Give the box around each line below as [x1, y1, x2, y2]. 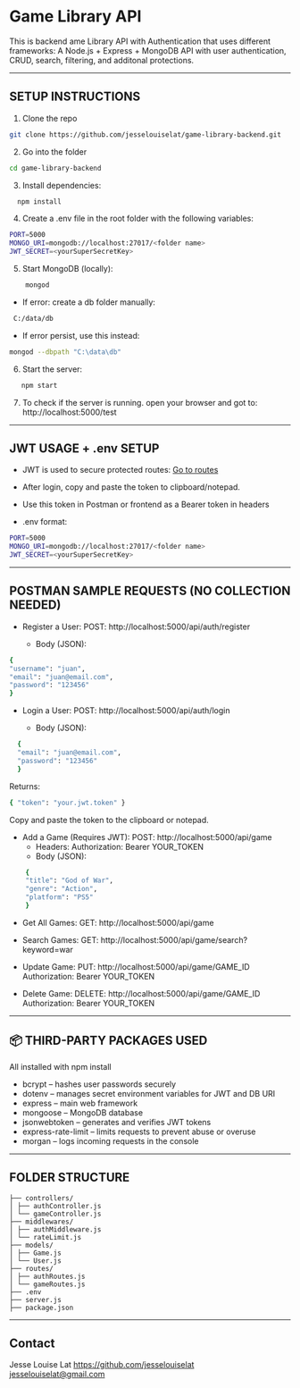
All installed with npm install [9, 1061, 112, 1072]
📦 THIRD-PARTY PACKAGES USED [9, 1033, 208, 1048]
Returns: [9, 780, 41, 792]
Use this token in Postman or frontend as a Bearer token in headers [21, 499, 270, 510]
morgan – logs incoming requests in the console [21, 1135, 199, 1146]
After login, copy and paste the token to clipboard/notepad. [21, 482, 241, 492]
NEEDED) [9, 597, 62, 613]
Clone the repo [21, 113, 78, 123]
